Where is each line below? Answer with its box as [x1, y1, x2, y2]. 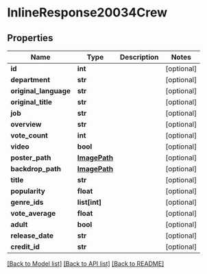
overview [10, 120, 42, 129]
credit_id [10, 242, 40, 251]
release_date [10, 231, 53, 240]
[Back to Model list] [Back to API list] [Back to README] [7, 260, 165, 268]
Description [119, 53, 159, 62]
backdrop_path [10, 164, 62, 173]
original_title [10, 97, 53, 107]
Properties [7, 32, 53, 44]
